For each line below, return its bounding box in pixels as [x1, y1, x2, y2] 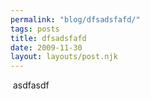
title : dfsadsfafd [10, 33, 87, 43]
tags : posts [10, 24, 60, 34]
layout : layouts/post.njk [10, 52, 118, 62]
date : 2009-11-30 [10, 42, 83, 53]
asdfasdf [12, 79, 50, 91]
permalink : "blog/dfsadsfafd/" [10, 14, 141, 25]
